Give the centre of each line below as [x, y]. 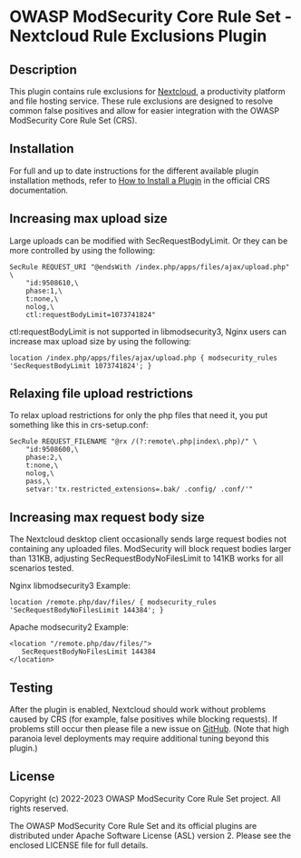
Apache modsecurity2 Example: [69, 627]
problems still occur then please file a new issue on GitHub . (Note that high [150, 729]
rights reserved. [39, 808]
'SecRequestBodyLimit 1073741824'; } [81, 365]
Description [43, 70]
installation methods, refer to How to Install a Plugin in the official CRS [140, 180]
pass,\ [38, 482]
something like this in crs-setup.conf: [79, 425]
